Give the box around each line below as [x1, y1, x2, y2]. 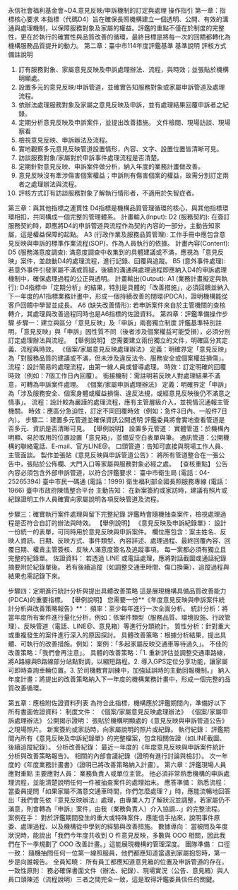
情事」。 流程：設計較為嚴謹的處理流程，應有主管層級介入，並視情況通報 [8, 398, 218, 406]
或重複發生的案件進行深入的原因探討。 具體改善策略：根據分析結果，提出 [8, 631, 220, 639]
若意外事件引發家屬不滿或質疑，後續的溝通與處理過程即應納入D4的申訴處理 [8, 265, 227, 274]
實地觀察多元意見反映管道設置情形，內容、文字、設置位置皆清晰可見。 [18, 145, 223, 153]
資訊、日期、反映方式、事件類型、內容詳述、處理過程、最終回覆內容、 [20, 536, 225, 545]
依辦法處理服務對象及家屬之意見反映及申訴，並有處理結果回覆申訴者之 [18, 101, 223, 109]
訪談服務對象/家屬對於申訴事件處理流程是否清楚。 [18, 154, 163, 162]
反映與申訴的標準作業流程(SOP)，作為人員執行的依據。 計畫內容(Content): [13, 239, 230, 247]
